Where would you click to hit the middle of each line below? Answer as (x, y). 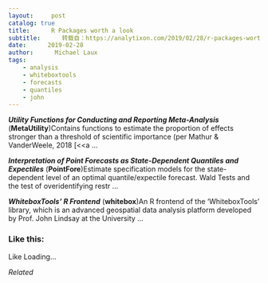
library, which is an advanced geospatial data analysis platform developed (130, 210)
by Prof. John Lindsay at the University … (76, 218)
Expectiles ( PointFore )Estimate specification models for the (107, 169)
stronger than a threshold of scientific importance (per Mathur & (114, 137)
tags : (17, 61)
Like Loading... (33, 257)
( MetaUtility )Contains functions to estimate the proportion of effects (121, 128)
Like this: (26, 239)
